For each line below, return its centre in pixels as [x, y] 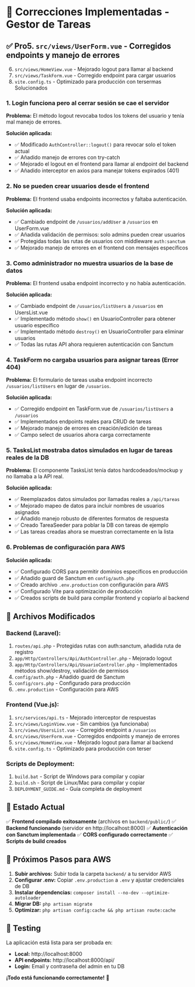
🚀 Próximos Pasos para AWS [59, 860]
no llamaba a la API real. [35, 477]
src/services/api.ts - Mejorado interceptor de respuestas [85, 717]
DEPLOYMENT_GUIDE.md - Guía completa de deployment [78, 789]
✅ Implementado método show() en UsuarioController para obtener [95, 318]
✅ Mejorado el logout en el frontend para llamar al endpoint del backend [101, 164]
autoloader [28, 898]
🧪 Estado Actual [36, 807]
